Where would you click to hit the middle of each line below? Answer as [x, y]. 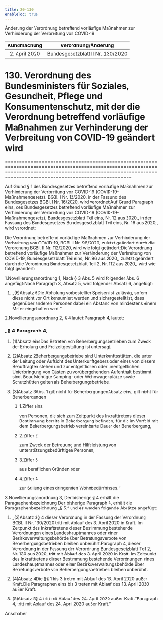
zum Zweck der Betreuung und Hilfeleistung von [68, 445]
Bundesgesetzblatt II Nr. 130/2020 [87, 53]
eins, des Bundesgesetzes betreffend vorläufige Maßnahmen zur [70, 207]
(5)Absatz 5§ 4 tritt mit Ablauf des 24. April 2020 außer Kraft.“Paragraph [85, 598]
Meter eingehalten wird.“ [37, 309]
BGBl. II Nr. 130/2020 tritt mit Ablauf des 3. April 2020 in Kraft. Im [77, 522]
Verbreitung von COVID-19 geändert [80, 138]
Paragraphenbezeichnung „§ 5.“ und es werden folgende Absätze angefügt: [81, 508]
